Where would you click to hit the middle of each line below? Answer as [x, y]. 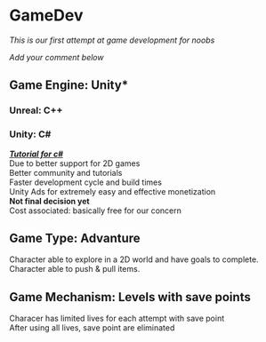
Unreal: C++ [36, 110]
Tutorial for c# [36, 154]
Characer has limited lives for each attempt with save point [117, 318]
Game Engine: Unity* [69, 85]
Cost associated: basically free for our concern [96, 211]
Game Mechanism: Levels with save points [130, 297]
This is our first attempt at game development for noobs [112, 40]
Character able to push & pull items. [75, 269]
